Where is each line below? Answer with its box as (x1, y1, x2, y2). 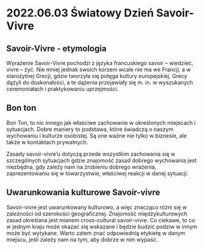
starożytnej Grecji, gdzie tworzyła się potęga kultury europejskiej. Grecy (6, 72, 188, 79)
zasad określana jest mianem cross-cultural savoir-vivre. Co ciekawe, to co (6, 216, 195, 223)
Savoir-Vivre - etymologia (6, 43, 107, 54)
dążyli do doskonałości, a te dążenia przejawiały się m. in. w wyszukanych (6, 79, 193, 86)
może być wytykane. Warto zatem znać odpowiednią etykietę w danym (6, 229, 186, 237)
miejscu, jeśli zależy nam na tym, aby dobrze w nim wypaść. (6, 236, 158, 243)
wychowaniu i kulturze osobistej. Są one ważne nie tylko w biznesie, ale (6, 132, 187, 139)
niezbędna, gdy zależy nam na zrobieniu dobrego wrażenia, (6, 163, 157, 170)
